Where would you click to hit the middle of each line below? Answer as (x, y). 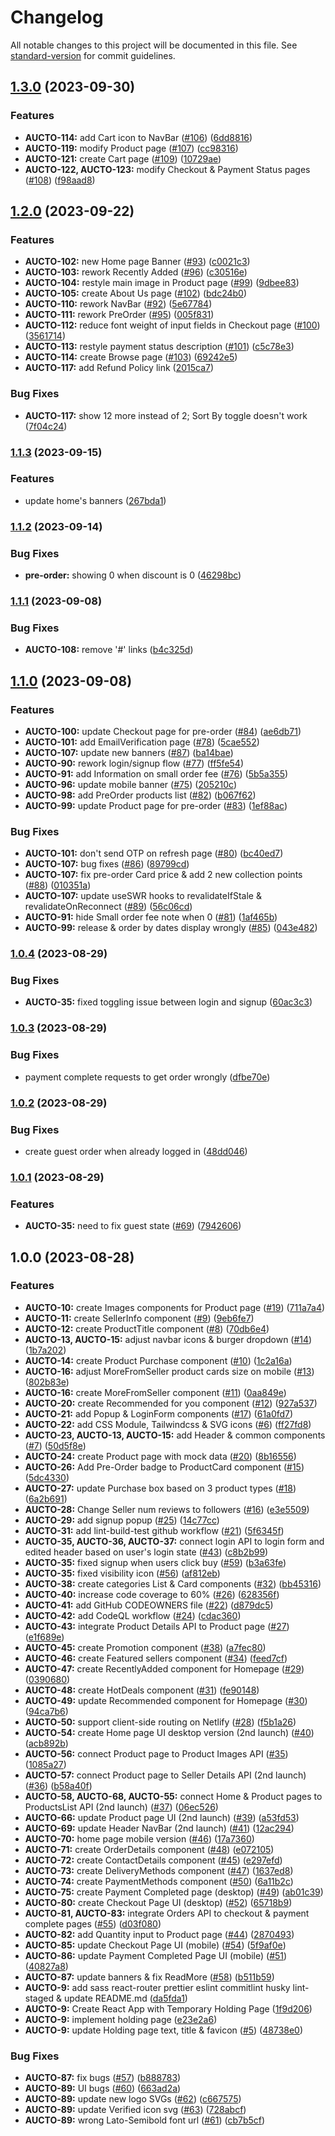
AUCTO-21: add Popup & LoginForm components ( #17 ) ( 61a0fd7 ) (159, 1413)
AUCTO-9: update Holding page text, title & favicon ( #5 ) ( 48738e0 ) (164, 2030)
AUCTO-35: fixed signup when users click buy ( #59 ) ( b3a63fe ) (155, 1562)
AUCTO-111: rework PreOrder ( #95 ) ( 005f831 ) (119, 315)
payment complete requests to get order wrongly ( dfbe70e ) (147, 1077)
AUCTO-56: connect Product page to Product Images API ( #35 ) (156, 1753)
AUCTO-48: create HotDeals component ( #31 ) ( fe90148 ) (142, 1690)
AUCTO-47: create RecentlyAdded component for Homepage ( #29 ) (164, 1668)
